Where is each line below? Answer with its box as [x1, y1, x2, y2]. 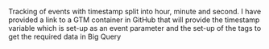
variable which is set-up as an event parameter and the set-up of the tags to [8, 24, 262, 32]
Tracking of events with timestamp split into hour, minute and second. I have [8, 7, 262, 16]
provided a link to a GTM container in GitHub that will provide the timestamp [8, 15, 260, 24]
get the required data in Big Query [8, 32, 122, 41]
